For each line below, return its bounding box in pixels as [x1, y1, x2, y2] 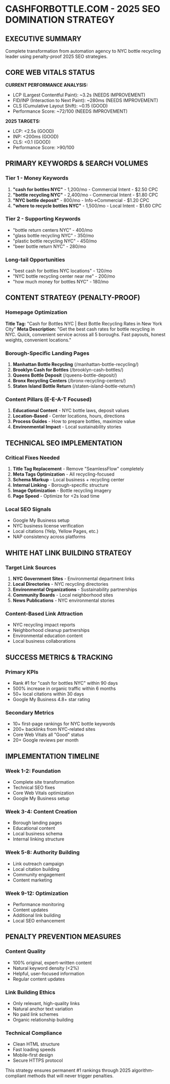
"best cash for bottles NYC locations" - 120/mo [12, 268, 113, 274]
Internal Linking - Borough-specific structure [12, 482, 109, 488]
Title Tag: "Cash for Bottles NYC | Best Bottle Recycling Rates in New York [5, 320, 162, 326]
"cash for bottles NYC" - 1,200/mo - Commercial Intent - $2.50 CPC [12, 186, 158, 192]
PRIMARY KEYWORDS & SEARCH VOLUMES [5, 159, 148, 168]
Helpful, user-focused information [12, 970, 84, 976]
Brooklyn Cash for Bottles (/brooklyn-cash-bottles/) [12, 367, 124, 373]
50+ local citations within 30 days [12, 691, 84, 697]
